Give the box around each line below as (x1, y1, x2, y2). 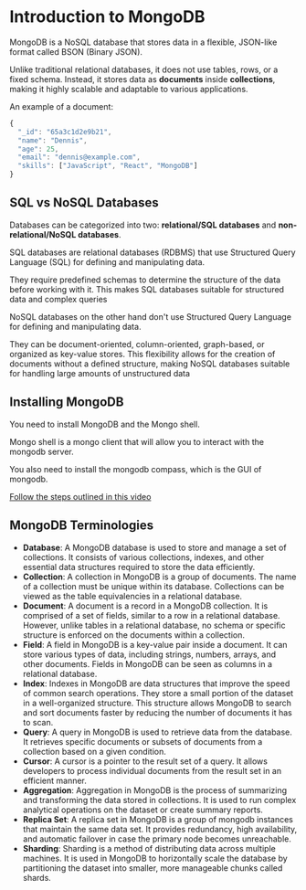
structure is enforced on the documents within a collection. (22, 629, 245, 641)
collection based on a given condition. (22, 746, 166, 757)
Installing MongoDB (9, 395, 124, 410)
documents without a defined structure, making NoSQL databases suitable (9, 358, 290, 369)
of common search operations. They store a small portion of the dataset (22, 687, 294, 698)
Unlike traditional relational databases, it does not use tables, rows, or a (9, 64, 279, 75)
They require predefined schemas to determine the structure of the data (9, 274, 281, 285)
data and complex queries (9, 293, 108, 304)
